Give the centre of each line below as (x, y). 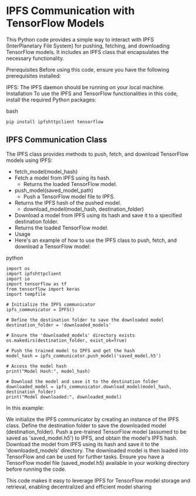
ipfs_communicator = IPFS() (40, 309)
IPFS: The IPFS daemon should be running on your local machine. (85, 87)
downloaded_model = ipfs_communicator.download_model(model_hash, (89, 387)
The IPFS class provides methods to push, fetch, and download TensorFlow (97, 154)
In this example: (25, 408)
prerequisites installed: (34, 76)
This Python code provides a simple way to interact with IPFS (80, 39)
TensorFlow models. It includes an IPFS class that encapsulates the (87, 52)
